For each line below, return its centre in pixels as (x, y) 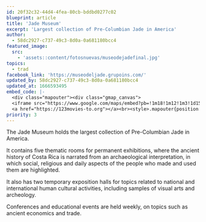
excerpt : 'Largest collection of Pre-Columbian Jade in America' (91, 29)
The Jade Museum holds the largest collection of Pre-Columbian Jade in (98, 132)
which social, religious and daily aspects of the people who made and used (101, 164)
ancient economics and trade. (44, 213)
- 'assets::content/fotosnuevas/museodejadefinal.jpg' (89, 58)
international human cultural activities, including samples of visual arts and (101, 188)
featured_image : (27, 47)
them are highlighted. (33, 170)
